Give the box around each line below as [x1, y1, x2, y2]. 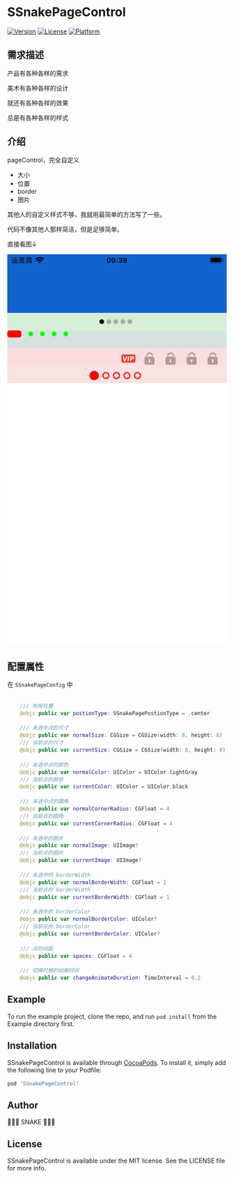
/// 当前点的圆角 [19, 813, 64, 820]
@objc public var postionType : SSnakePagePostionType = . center [19, 710, 210, 717]
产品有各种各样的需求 [7, 69, 68, 77]
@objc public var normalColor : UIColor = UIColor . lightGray [19, 768, 198, 776]
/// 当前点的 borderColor [19, 923, 91, 931]
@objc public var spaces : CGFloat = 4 [19, 952, 132, 959]
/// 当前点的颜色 [19, 776, 64, 783]
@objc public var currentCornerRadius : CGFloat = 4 [19, 820, 173, 827]
